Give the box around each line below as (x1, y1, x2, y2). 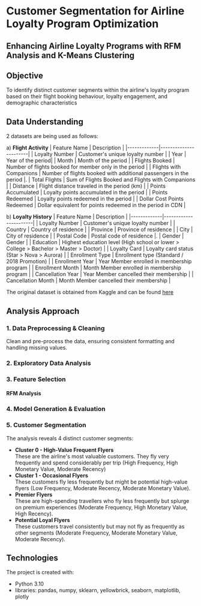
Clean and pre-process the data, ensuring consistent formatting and (6, 337, 175, 344)
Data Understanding (6, 116, 84, 127)
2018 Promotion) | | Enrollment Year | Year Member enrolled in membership (6, 258, 192, 265)
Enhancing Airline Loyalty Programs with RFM (6, 41, 181, 51)
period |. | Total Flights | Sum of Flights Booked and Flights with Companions (6, 176, 196, 184)
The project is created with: (6, 569, 74, 576)
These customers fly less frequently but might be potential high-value (14, 478, 188, 485)
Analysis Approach (6, 306, 80, 316)
